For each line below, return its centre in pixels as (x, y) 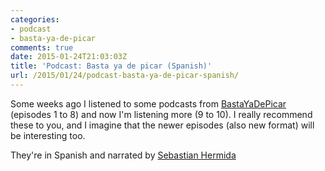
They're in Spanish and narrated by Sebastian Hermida (123, 155)
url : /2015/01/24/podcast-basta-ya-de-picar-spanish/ (125, 76)
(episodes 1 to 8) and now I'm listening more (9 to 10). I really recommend (161, 114)
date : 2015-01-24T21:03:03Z (69, 57)
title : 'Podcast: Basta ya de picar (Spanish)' (111, 66)
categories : (35, 19)
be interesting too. (48, 135)
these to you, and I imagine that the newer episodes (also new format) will (162, 125)
